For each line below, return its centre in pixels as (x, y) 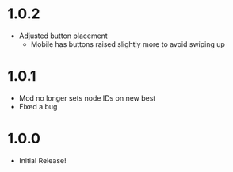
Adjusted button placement (63, 36)
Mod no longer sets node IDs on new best (87, 98)
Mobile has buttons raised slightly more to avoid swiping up (128, 44)
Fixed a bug (38, 106)
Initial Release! (42, 160)
